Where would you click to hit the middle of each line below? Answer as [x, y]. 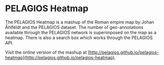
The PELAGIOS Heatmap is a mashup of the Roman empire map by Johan [80, 22]
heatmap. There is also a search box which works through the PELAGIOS [79, 38]
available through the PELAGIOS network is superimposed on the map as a [81, 32]
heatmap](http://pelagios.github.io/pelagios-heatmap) [60, 57]
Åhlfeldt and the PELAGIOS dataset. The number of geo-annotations [74, 27]
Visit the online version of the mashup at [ [48, 52]
